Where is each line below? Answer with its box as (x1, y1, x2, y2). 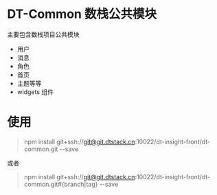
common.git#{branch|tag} (23, 180, 98, 188)
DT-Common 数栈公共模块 (7, 6, 157, 22)
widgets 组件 (16, 87, 54, 96)
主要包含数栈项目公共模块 (7, 30, 80, 38)
